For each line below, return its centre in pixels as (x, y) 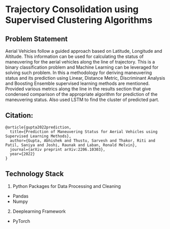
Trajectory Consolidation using (72, 9)
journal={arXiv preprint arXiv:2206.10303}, (58, 149)
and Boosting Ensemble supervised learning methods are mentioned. (77, 83)
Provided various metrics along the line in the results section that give (78, 89)
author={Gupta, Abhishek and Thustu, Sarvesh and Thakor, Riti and (83, 141)
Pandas (21, 196)
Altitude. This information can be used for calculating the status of (74, 56)
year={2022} (23, 154)
